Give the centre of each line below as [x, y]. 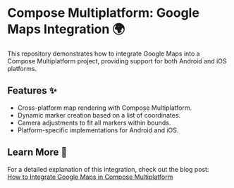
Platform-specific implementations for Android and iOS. [98, 130]
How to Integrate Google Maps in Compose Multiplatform [90, 177]
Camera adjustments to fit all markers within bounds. [94, 123]
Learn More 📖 [37, 152]
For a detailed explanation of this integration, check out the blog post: [108, 169]
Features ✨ [32, 90]
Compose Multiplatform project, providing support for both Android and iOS [117, 61]
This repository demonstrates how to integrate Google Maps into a [104, 54]
